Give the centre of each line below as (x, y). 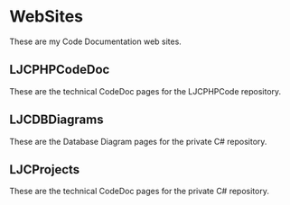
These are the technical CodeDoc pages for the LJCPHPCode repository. (145, 91)
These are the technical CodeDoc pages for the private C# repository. (139, 192)
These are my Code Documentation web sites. (96, 41)
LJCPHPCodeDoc (60, 70)
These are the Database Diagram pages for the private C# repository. (138, 141)
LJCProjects (45, 169)
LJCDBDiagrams (56, 120)
